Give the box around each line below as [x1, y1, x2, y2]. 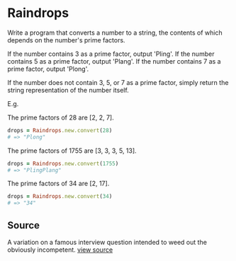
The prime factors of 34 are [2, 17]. [7, 179, 110, 188]
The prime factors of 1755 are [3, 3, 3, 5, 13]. [7, 146, 137, 155]
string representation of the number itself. [7, 86, 129, 94]
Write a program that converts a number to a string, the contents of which [7, 28, 223, 37]
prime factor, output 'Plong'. [7, 64, 89, 73]
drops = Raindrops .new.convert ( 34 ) [7, 193, 113, 200]
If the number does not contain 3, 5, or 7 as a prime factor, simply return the [7, 78, 229, 86]
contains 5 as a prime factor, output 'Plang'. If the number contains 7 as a [7, 57, 221, 65]
